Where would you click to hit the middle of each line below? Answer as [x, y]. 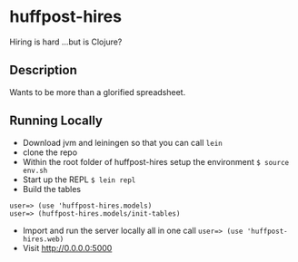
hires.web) [43, 239]
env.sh [35, 170]
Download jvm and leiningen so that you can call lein [122, 142]
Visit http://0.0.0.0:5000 [67, 247]
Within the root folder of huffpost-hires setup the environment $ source [155, 161]
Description [43, 70]
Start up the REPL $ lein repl [79, 180]
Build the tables [52, 189]
